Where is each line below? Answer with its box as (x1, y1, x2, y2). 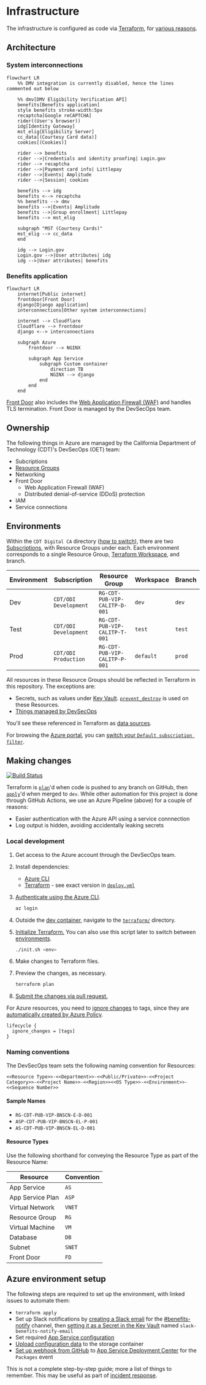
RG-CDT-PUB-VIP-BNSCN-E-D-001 (15, 1112, 93, 1118)
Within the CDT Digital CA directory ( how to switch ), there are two (6, 537, 174, 545)
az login (15, 905, 38, 911)
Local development (6, 837, 65, 846)
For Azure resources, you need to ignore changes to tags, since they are (6, 1004, 189, 1012)
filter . (6, 738, 25, 745)
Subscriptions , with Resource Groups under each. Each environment (6, 544, 180, 551)
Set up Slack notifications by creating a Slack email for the (15, 1315, 163, 1322)
